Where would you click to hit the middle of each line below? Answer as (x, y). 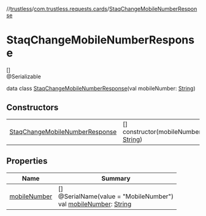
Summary (116, 178)
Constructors (32, 107)
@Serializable (24, 76)
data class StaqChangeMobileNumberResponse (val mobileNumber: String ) (101, 88)
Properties (27, 161)
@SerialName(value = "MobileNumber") (116, 196)
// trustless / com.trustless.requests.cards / (58, 9)
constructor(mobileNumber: (163, 132)
